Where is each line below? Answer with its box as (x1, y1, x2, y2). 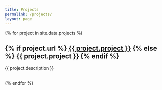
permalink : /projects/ (5, 12, 52, 17)
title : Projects (5, 7, 39, 12)
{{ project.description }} (5, 65, 54, 71)
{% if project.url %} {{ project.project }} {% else (5, 44, 158, 52)
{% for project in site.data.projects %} (5, 30, 83, 36)
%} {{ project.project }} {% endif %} (5, 52, 120, 60)
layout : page (5, 16, 32, 21)
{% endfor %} (5, 80, 34, 86)
